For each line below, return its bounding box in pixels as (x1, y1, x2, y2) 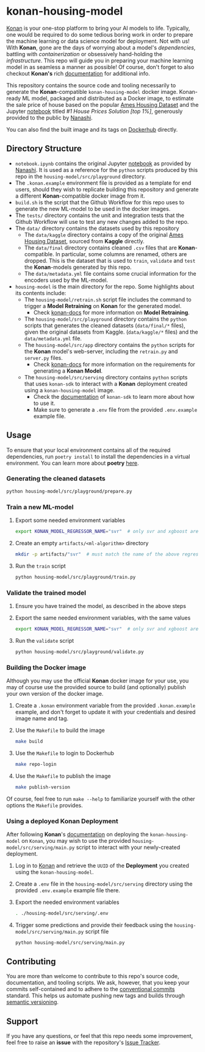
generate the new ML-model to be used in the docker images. (15, 205, 171, 212)
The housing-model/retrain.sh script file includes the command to (24, 296, 192, 303)
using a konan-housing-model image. (24, 386, 115, 394)
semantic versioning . (6, 998, 59, 1006)
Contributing (6, 956, 56, 967)
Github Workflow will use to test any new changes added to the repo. (15, 218, 189, 225)
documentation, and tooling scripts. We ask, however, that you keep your (6, 979, 190, 986)
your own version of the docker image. (6, 690, 104, 697)
